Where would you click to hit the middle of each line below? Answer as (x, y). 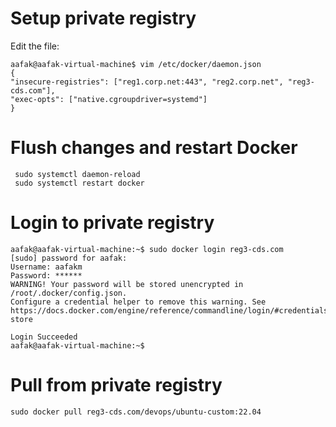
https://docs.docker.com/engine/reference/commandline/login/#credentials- (171, 310)
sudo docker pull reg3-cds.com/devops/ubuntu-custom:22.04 (136, 412)
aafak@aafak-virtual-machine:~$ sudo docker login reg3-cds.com (147, 249)
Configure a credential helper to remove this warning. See (138, 302)
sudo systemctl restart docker (79, 183)
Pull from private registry (116, 385)
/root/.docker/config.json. (69, 293)
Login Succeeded (44, 337)
